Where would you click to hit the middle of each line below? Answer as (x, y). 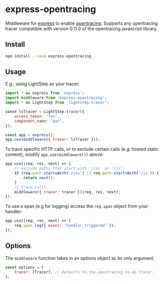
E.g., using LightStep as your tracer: (42, 84)
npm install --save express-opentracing (48, 56)
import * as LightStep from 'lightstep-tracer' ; (57, 103)
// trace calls (30, 187)
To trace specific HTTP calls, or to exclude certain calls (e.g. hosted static (82, 149)
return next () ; (39, 178)
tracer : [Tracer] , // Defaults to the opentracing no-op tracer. (85, 272)
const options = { (24, 267)
